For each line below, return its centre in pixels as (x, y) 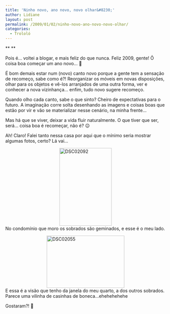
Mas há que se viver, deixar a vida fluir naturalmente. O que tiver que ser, (82, 120)
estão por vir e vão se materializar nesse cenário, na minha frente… (76, 110)
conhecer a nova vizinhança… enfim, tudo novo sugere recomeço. (75, 89)
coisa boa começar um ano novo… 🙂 (44, 63)
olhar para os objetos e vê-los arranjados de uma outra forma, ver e (76, 84)
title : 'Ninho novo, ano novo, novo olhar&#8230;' (60, 10)
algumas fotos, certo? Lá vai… (37, 141)
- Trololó (20, 34)
